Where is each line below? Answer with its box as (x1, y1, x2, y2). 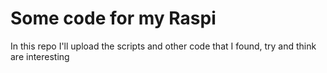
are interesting (10, 50, 70, 62)
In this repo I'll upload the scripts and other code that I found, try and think (10, 40, 317, 52)
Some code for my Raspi (10, 7, 217, 30)
